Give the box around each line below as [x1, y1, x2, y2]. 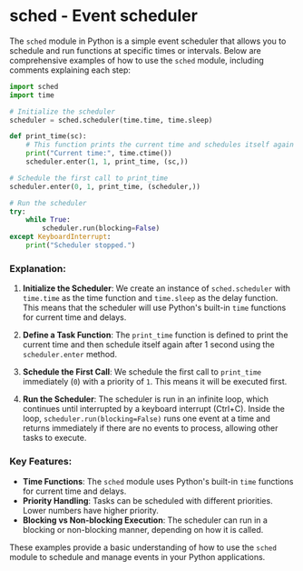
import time [9, 90, 54, 100]
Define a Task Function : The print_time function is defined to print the [22, 329, 288, 341]
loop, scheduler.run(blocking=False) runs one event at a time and [22, 413, 270, 424]
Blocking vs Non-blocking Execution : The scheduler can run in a [22, 515, 268, 526]
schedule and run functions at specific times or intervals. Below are [9, 45, 261, 55]
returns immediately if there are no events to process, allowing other [22, 423, 279, 434]
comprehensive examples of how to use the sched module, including [9, 55, 265, 65]
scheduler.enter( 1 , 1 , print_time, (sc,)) [25, 157, 189, 166]
